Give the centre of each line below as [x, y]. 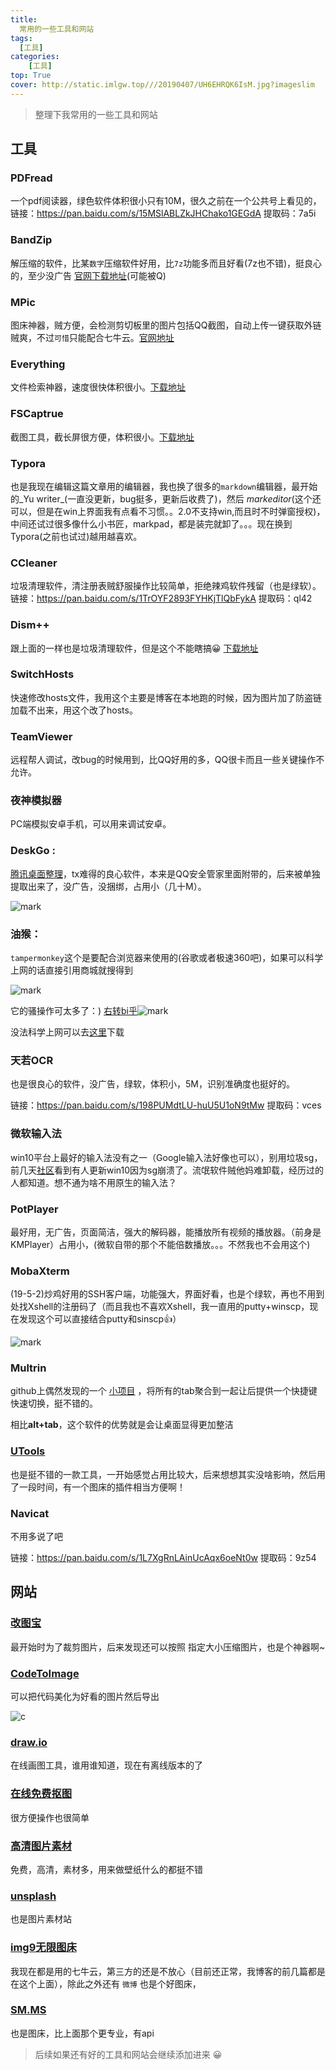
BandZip [31, 240]
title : [24, 19]
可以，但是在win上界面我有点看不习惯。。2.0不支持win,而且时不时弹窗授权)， [168, 511]
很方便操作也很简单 [50, 1817]
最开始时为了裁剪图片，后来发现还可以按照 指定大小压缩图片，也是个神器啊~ [168, 1647]
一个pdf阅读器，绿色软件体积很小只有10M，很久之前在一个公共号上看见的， [166, 201]
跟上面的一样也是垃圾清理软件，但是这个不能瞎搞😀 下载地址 [134, 648]
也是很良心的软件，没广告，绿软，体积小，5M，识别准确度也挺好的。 [152, 1084]
